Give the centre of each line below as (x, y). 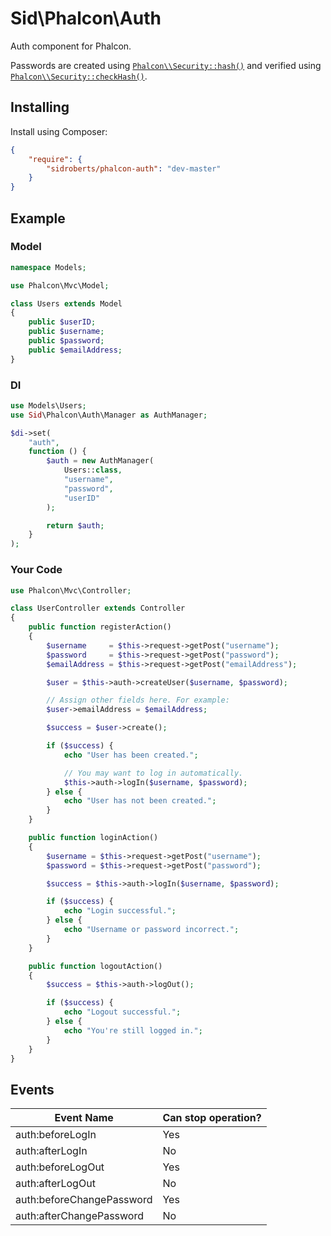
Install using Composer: (59, 131)
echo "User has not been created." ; (140, 801)
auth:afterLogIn (51, 1151)
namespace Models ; (48, 267)
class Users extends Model (66, 303)
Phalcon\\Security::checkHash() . (79, 76)
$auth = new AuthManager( (100, 461)
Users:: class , (93, 470)
